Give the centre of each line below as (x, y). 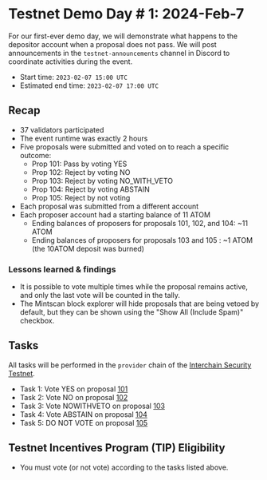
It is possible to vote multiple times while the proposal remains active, (134, 287)
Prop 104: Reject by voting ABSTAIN (90, 189)
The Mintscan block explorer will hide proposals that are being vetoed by (139, 303)
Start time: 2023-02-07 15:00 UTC (73, 77)
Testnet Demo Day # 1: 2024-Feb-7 (126, 14)
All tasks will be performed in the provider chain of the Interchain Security (130, 365)
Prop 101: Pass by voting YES (79, 164)
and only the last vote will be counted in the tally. (100, 296)
